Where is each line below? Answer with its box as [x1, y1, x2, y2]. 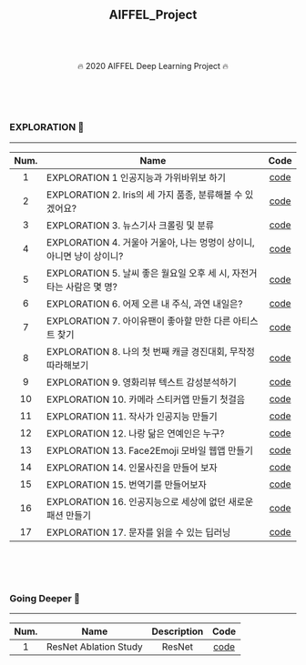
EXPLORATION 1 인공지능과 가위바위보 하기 [46, 171, 226, 184]
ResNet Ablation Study [46, 640, 143, 653]
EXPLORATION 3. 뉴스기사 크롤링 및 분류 [46, 218, 214, 231]
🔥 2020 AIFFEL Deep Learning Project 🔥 [76, 61, 229, 72]
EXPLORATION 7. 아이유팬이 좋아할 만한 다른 [46, 314, 231, 327]
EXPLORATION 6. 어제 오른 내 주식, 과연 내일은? [46, 297, 243, 310]
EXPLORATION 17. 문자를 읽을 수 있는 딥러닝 [46, 526, 231, 539]
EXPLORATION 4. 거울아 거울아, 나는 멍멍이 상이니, [46, 236, 255, 248]
